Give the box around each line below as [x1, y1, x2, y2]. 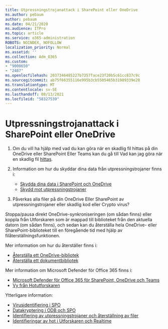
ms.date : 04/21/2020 [5, 21, 49, 27]
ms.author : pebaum [5, 12, 44, 17]
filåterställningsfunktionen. [5, 233, 60, 239]
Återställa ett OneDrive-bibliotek [12, 252, 79, 258]
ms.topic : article [5, 31, 44, 36]
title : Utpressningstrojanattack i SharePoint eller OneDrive [5, 7, 138, 13]
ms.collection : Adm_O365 [5, 54, 57, 59]
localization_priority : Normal [5, 45, 71, 50]
